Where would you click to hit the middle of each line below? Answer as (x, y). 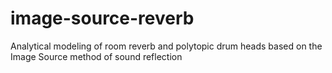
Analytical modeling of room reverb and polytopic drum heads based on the (166, 46)
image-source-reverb (102, 18)
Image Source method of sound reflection (96, 56)
